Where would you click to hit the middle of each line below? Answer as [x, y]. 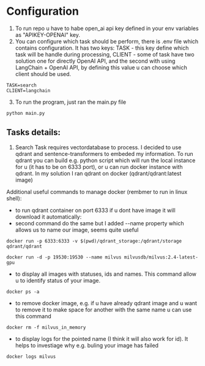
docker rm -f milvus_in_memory [46, 327]
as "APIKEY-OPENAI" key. [48, 34]
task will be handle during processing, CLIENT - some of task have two [105, 54]
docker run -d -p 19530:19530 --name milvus [64, 257]
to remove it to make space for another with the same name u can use [103, 310]
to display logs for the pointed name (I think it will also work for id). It [102, 338]
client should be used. [43, 74]
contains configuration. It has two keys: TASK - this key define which [102, 48]
